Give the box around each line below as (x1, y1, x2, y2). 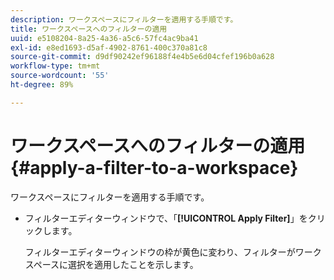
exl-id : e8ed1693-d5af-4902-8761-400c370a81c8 (10, 42, 208, 53)
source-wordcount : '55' (10, 71, 110, 81)
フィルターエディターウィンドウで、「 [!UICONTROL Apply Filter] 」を (24, 212, 308, 224)
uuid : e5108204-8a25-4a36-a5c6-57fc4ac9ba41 (10, 33, 199, 43)
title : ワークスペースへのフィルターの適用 (10, 24, 168, 34)
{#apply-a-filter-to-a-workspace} (10, 156, 299, 179)
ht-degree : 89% (10, 80, 74, 90)
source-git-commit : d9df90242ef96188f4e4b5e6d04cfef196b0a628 (10, 52, 275, 62)
